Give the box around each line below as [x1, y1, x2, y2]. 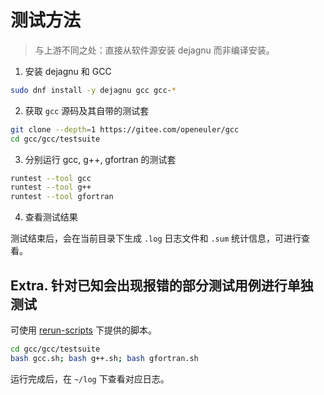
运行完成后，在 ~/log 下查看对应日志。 [10, 372, 170, 385]
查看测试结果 [24, 211, 78, 223]
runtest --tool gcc [10, 173, 92, 183]
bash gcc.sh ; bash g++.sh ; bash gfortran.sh [10, 353, 199, 363]
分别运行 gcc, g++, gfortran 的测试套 [24, 153, 177, 165]
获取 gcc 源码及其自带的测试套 [24, 104, 150, 116]
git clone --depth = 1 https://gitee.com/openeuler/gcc [10, 124, 240, 135]
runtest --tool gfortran [10, 192, 114, 202]
